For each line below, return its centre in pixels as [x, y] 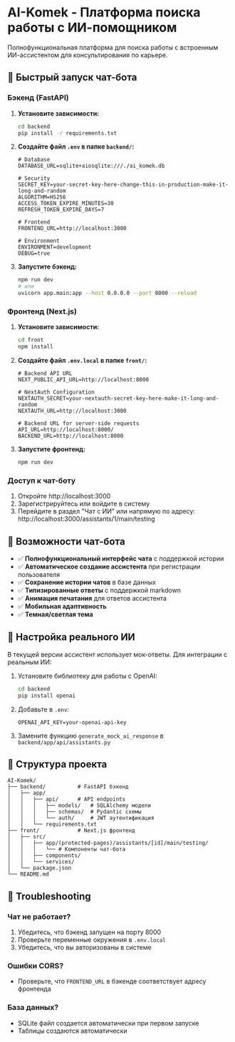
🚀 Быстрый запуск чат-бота [72, 77]
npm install [35, 347]
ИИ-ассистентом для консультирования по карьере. [88, 55]
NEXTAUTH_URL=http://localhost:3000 [72, 411]
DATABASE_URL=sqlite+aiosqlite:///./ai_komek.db [91, 166]
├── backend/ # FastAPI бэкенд [68, 787]
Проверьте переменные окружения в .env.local [92, 940]
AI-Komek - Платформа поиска [104, 12]
